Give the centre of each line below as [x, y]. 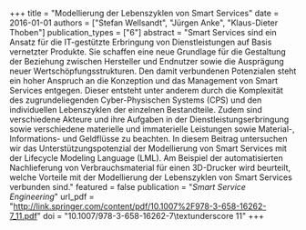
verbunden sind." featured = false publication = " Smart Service [127, 187]
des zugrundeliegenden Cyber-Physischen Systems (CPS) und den [136, 100]
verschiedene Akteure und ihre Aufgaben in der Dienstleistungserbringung [149, 119]
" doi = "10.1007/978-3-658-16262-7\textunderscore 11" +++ [150, 216]
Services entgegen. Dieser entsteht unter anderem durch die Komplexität [147, 90]
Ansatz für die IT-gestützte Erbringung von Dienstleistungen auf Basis [141, 42]
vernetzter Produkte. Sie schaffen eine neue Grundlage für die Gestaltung [148, 52]
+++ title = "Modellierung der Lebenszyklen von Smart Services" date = [144, 13]
